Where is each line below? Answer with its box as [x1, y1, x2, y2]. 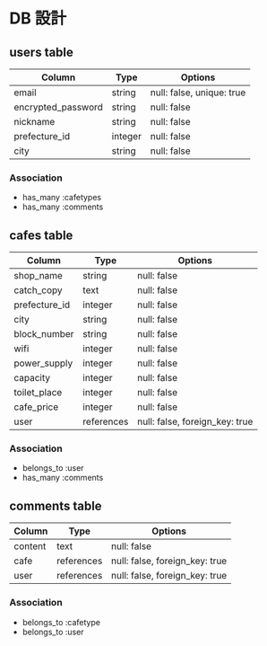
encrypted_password [13, 101, 103, 113]
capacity [13, 372, 51, 385]
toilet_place [13, 386, 63, 399]
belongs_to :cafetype [22, 616, 101, 627]
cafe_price [13, 401, 59, 413]
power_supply [13, 357, 73, 369]
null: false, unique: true [150, 86, 246, 99]
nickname [13, 116, 56, 128]
